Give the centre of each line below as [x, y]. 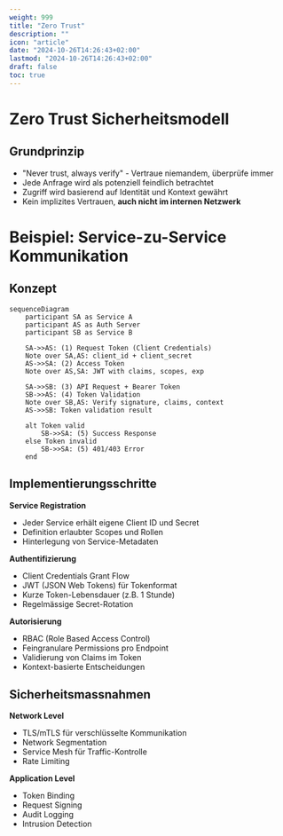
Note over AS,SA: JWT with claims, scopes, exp [114, 371]
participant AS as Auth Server [83, 325]
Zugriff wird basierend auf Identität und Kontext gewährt [125, 192]
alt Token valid [55, 426]
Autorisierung [35, 621]
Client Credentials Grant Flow [76, 576]
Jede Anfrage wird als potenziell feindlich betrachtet [118, 182]
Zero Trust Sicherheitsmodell [119, 118]
